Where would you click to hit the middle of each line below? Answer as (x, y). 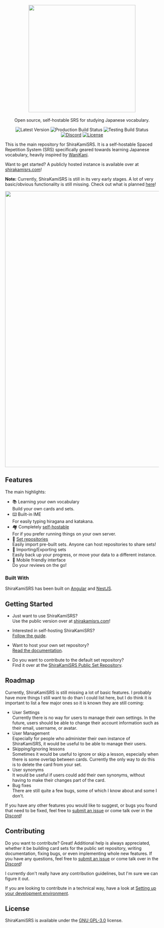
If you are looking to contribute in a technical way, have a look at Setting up (81, 888)
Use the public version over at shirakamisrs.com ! (61, 621)
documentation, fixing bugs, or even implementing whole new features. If (79, 853)
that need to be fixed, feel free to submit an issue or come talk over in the (79, 810)
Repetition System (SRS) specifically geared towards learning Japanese (77, 149)
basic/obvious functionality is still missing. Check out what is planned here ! (81, 184)
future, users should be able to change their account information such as (85, 723)
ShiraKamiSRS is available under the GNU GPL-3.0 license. (64, 921)
